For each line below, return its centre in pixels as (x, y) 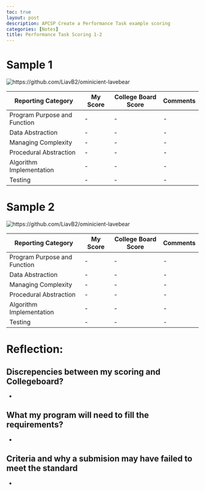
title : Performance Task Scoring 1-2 (54, 35)
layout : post (23, 18)
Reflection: (35, 349)
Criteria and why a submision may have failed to (99, 459)
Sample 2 (31, 207)
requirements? (35, 425)
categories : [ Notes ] (33, 29)
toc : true (19, 12)
